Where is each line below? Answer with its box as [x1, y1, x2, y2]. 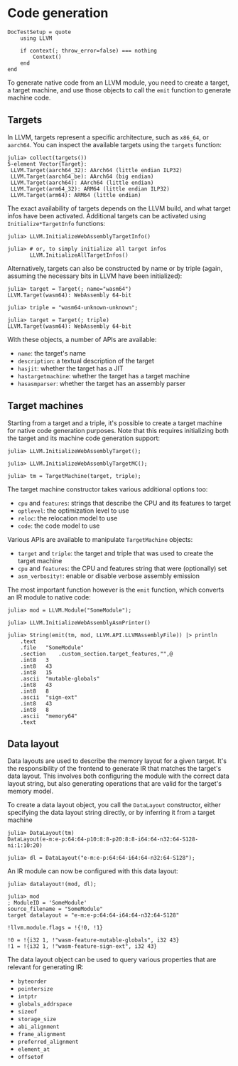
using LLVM [20, 34, 53, 42]
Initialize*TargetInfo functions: [7, 219, 106, 228]
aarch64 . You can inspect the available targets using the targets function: [7, 140, 222, 149]
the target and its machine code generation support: [7, 434, 160, 442]
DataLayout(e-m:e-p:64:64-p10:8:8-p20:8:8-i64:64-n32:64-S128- [7, 836, 199, 843]
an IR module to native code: [7, 592, 91, 602]
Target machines [7, 400, 84, 412]
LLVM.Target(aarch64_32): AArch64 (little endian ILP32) [10, 166, 183, 174]
